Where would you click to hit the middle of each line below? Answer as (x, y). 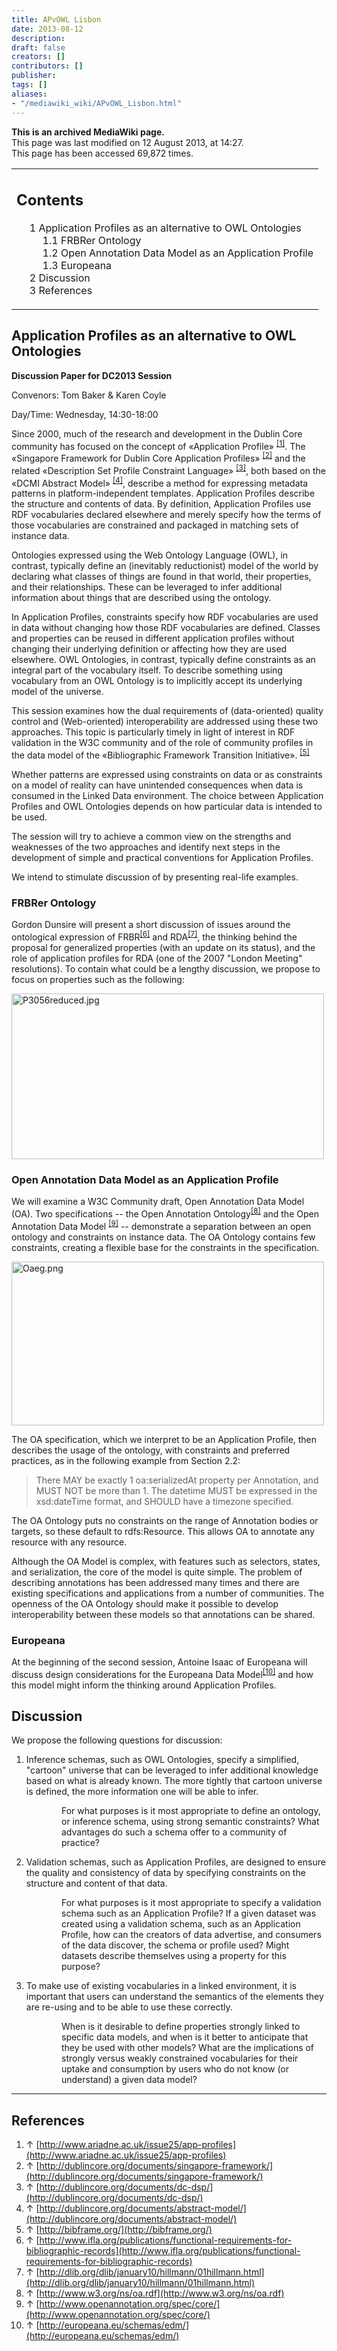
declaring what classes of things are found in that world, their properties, (161, 577)
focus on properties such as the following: (98, 980)
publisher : (34, 76)
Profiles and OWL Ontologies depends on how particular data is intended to (167, 807)
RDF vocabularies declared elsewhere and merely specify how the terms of (166, 515)
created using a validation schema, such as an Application (181, 1924)
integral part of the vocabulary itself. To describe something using (147, 670)
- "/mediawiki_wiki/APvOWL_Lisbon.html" (97, 103)
